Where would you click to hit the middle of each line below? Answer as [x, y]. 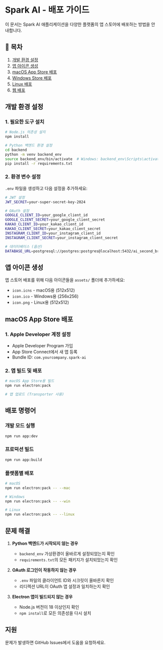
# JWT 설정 [15, 197]
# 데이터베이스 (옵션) [24, 246]
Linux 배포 [22, 84]
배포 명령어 [21, 411]
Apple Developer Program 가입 [42, 345]
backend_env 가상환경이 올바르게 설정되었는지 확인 [67, 554]
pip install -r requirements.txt [39, 163]
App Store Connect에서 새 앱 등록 [45, 352]
